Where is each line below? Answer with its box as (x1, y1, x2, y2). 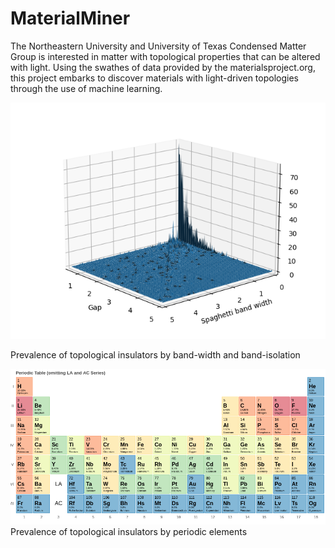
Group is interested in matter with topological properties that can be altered (10, 50, 321, 62)
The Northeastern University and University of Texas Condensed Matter (10, 40, 307, 52)
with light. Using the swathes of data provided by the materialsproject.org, (10, 61, 316, 73)
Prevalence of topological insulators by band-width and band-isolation (10, 348, 301, 361)
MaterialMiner (10, 7, 131, 30)
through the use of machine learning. (10, 82, 163, 94)
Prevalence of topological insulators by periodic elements (10, 525, 248, 537)
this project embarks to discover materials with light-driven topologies (10, 72, 299, 84)
